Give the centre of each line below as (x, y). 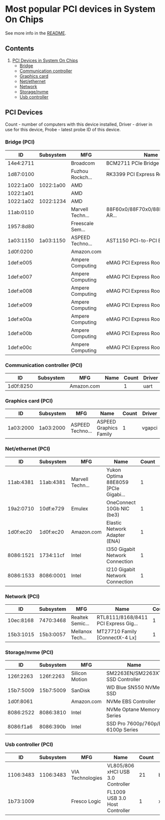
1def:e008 (20, 291)
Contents (20, 48)
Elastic (114, 523)
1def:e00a (20, 319)
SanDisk (81, 690)
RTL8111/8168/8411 (122, 618)
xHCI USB (119, 771)
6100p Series (122, 730)
